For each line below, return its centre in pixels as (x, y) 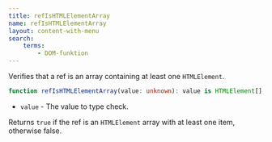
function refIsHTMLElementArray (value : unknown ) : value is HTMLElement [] (136, 91)
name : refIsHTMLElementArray (57, 23)
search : (21, 38)
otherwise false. (35, 131)
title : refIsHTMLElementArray (59, 16)
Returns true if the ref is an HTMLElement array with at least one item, (122, 122)
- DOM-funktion (63, 53)
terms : (34, 46)
